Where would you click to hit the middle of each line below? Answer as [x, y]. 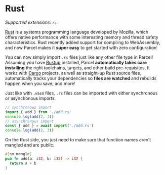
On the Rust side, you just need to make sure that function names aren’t [78, 140]
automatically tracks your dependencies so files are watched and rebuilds [81, 78]
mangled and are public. [30, 145]
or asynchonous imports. [30, 98]
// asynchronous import [30, 121]
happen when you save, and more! [40, 83]
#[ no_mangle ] [19, 154]
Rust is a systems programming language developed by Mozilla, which [77, 32]
